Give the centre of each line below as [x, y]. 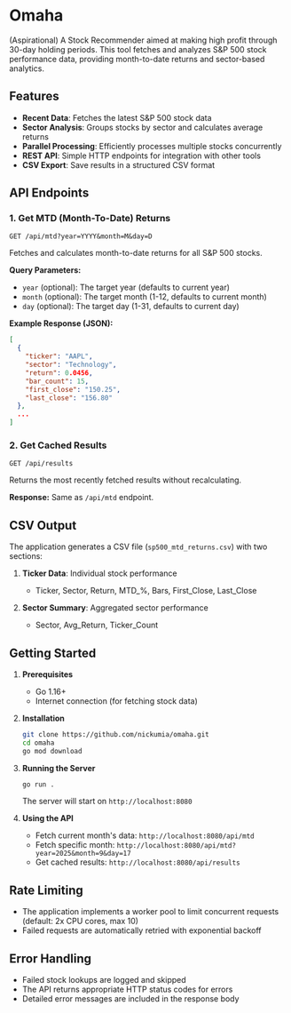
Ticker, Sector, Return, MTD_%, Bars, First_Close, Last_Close [146, 591]
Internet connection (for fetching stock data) [116, 701]
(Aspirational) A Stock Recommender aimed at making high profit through [143, 40]
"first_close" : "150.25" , [73, 389]
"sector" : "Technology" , [71, 365]
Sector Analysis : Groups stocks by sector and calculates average [142, 127]
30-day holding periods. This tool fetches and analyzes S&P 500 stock [138, 49]
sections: [26, 556]
